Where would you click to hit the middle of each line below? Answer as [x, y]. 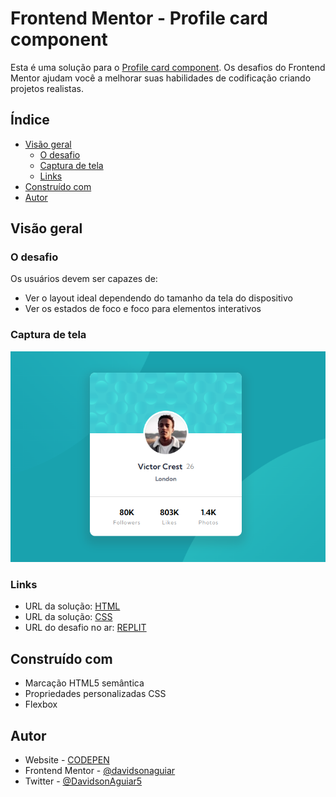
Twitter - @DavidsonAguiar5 [83, 781]
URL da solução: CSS [68, 617]
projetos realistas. [47, 88]
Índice [30, 120]
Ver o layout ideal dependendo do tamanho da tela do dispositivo [158, 298]
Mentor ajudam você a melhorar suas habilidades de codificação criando [161, 78]
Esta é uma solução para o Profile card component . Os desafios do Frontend [168, 67]
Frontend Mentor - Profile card [139, 18]
